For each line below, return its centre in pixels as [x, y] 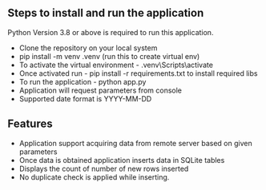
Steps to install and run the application [106, 13]
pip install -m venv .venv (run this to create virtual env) [109, 56]
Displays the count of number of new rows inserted [104, 168]
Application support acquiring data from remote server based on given [136, 143]
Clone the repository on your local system [88, 48]
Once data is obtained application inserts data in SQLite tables [122, 160]
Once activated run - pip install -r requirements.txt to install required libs [138, 73]
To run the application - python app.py [83, 81]
